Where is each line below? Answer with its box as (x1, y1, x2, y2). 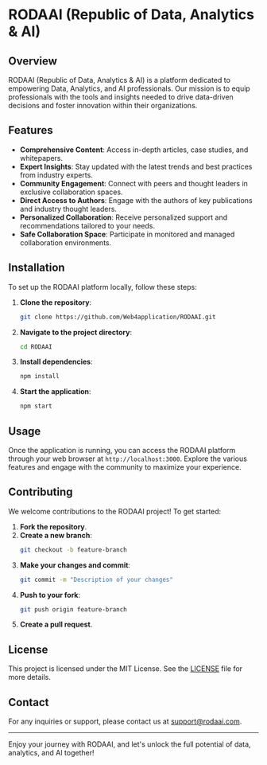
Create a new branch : (19, 530, 93, 540)
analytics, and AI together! (8, 748, 95, 757)
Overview (8, 54, 58, 68)
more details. (8, 673, 52, 682)
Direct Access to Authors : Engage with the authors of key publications (19, 195, 253, 205)
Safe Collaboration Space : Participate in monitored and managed (19, 229, 235, 239)
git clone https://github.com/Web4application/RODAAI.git (19, 313, 216, 321)
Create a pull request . (19, 619, 93, 630)
